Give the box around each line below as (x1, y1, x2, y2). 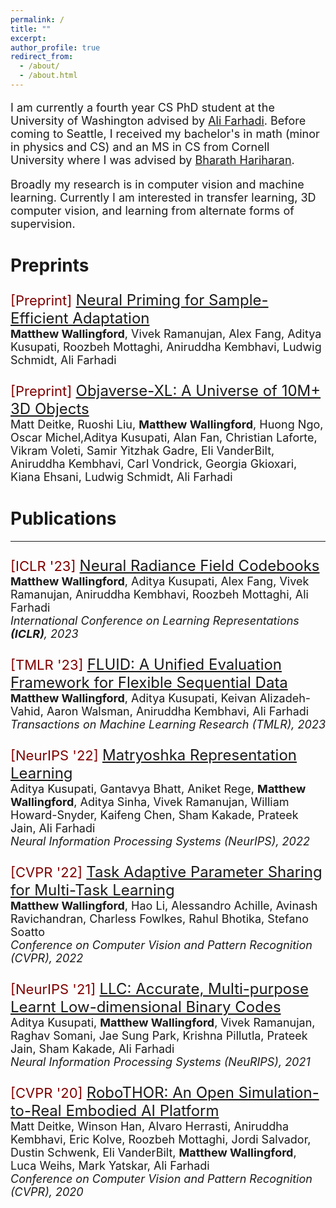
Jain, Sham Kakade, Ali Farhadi (10, 1042, 175, 1056)
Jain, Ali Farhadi (10, 821, 96, 835)
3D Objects (10, 399, 90, 419)
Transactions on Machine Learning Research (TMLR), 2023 (10, 717, 326, 731)
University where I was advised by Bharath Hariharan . (10, 152, 295, 167)
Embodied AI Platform (65, 1101, 220, 1120)
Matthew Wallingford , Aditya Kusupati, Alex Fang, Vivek (10, 574, 310, 588)
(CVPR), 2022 (10, 951, 84, 965)
